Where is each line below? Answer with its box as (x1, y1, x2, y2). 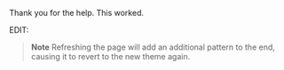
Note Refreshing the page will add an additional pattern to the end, (30, 42, 275, 52)
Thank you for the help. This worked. (9, 8, 145, 18)
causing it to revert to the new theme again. (30, 51, 191, 61)
